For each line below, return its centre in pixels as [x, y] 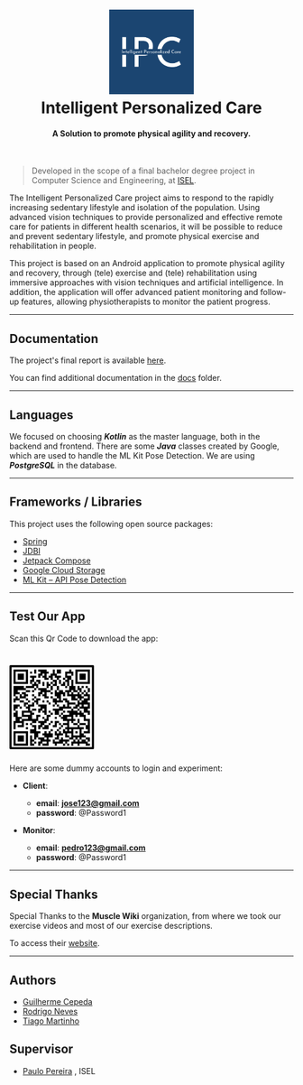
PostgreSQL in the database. [63, 466]
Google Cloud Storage [64, 570]
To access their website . [55, 943]
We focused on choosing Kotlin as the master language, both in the [135, 437]
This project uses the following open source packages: [111, 524]
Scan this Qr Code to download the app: [84, 638]
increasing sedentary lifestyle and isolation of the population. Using [135, 208]
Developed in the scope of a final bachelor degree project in [143, 171]
